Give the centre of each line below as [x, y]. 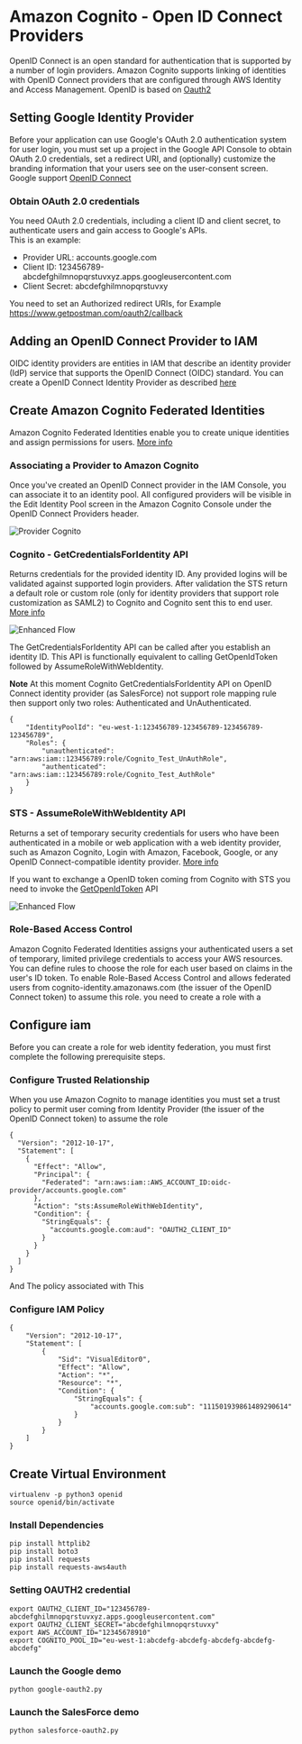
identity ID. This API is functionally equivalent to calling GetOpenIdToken [143, 657]
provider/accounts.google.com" [68, 1190]
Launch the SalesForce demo [74, 1712]
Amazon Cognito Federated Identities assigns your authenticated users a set [151, 949]
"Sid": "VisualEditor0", [104, 1360]
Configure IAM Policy [57, 1309]
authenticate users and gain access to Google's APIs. [109, 231]
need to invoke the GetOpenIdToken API [84, 889]
